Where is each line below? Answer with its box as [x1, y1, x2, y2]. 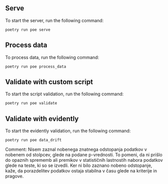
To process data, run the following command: [5, 54, 100, 60]
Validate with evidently [5, 114, 79, 123]
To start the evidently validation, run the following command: [5, 128, 131, 134]
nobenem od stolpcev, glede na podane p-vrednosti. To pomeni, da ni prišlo [5, 152, 162, 158]
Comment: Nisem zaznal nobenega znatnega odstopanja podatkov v [5, 146, 147, 153]
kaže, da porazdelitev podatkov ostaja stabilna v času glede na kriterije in [5, 168, 157, 174]
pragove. [5, 173, 24, 179]
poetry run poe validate [5, 101, 57, 106]
